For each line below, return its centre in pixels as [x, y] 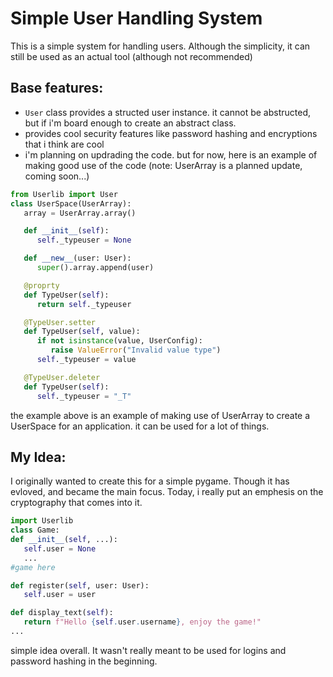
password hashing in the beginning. [84, 661]
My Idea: [38, 457]
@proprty [41, 285]
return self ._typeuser [84, 304]
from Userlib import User [64, 194]
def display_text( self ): [62, 613]
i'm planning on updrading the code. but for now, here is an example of [171, 154]
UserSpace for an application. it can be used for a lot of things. [140, 426]
